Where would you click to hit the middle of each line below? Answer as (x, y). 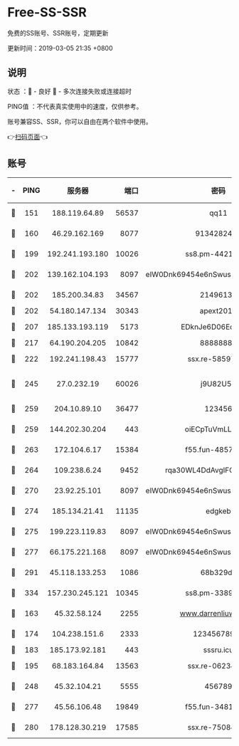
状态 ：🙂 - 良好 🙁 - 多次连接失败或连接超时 (69, 91)
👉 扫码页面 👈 (28, 137)
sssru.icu (218, 650)
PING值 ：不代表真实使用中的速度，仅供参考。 (75, 106)
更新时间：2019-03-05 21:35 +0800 (60, 48)
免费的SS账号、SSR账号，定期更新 (58, 33)
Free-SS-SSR (47, 12)
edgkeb (218, 511)
